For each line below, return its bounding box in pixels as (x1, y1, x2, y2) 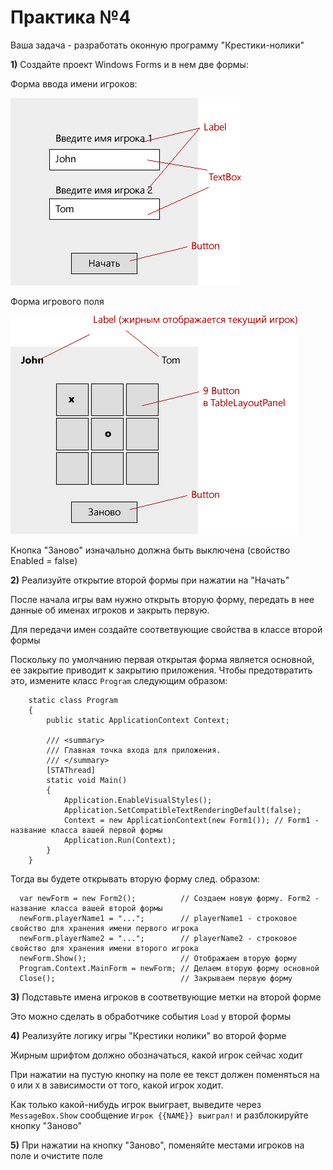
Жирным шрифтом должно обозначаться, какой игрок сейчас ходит (10, 1049, 303, 1061)
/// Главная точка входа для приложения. (46, 745, 222, 755)
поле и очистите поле (10, 1149, 103, 1161)
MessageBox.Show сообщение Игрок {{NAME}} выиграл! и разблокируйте (10, 1109, 309, 1121)
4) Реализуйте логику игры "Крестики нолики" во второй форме (10, 1029, 287, 1041)
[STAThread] (46, 765, 97, 775)
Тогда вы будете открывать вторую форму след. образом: (10, 872, 260, 885)
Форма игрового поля (10, 295, 105, 307)
